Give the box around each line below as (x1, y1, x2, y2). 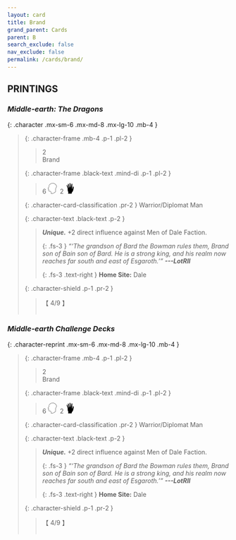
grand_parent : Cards (7, 26, 68, 33)
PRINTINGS (7, 83, 58, 95)
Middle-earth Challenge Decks (7, 324, 116, 334)
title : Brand (7, 18, 46, 26)
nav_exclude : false (7, 49, 65, 56)
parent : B (7, 34, 37, 41)
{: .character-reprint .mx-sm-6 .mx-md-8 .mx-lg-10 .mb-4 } (7, 340, 180, 349)
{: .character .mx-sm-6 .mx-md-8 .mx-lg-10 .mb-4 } (7, 120, 158, 128)
